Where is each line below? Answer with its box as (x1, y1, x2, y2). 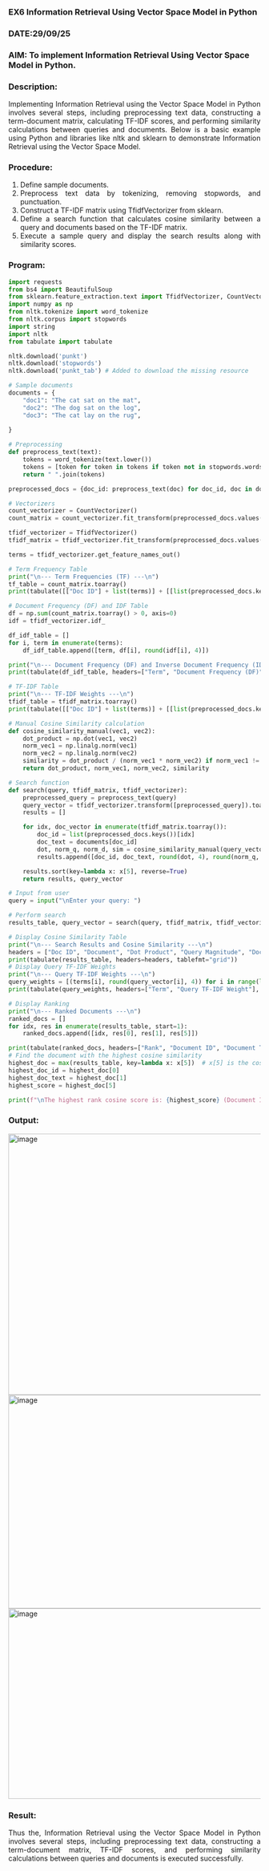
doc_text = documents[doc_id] (37, 838, 138, 846)
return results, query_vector (22, 875, 124, 883)
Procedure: (8, 161, 54, 172)
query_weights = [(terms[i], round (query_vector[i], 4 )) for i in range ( (8, 978, 260, 986)
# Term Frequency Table (8, 565, 88, 573)
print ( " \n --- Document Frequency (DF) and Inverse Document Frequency (8, 661, 249, 669)
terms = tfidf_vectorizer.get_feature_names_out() (8, 550, 181, 559)
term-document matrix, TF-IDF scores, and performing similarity (8, 1845, 261, 1854)
